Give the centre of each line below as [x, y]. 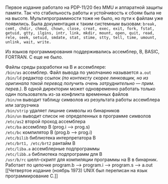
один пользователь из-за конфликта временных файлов [67, 94]
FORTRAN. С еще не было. [34, 57]
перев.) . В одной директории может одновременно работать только [80, 89]
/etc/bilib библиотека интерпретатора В [51, 138]
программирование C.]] [31, 176]
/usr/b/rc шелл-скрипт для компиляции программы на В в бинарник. [81, 159]
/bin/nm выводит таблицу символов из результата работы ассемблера [83, 100]
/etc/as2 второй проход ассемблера [46, 121]
